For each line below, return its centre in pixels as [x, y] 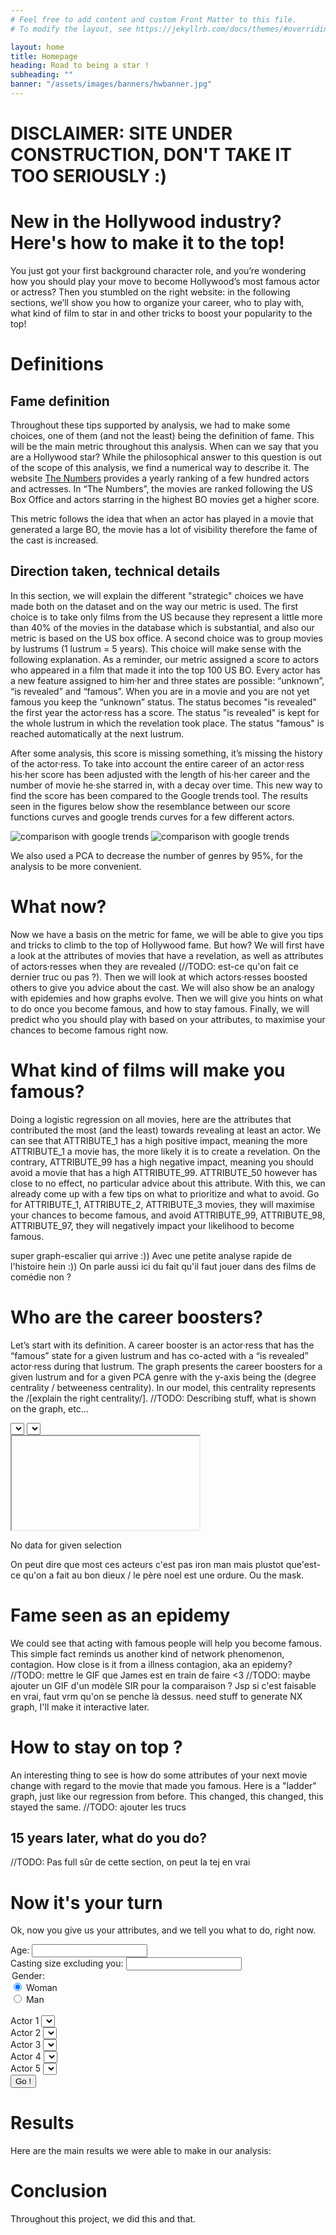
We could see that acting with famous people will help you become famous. [166, 1643]
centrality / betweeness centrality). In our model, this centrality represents [163, 1387]
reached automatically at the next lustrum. [97, 733]
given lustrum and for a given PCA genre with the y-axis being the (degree [163, 1377]
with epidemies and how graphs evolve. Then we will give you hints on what [166, 998]
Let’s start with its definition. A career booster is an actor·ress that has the [162, 1345]
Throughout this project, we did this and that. [103, 2219]
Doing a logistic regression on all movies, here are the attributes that [151, 1119]
